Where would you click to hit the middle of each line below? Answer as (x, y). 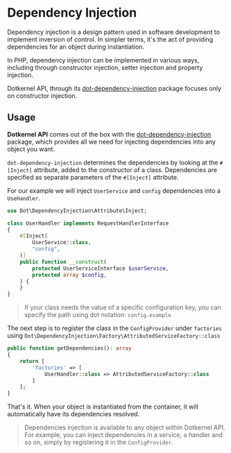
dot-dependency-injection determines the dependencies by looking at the (113, 162)
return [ (32, 361)
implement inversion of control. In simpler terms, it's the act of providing (110, 39)
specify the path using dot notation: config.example (97, 315)
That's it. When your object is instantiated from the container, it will (103, 407)
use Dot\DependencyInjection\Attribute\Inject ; (77, 211)
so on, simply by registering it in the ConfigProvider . (99, 443)
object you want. (31, 149)
